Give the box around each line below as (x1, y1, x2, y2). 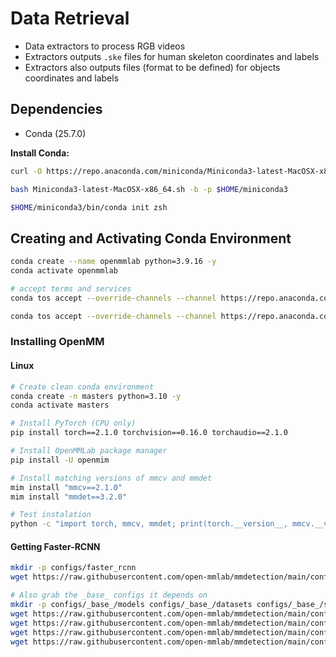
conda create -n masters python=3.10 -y (10, 391, 182, 401)
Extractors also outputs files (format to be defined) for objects (24, 61, 281, 73)
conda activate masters (10, 400, 110, 411)
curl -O (10, 166, 43, 176)
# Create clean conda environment (10, 382, 155, 392)
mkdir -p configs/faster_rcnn (10, 563, 137, 573)
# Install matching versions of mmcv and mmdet (10, 473, 213, 483)
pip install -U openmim (10, 455, 110, 465)
